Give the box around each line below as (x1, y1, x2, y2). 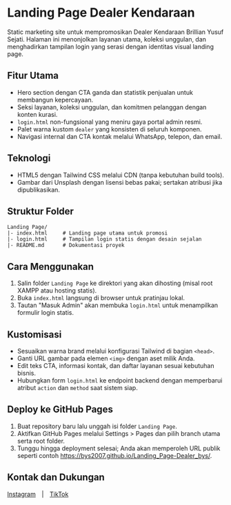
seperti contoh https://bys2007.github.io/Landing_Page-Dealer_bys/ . (17, 451, 212, 459)
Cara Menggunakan (7, 261, 94, 273)
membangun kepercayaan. (17, 95, 94, 104)
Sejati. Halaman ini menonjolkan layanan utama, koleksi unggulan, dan (7, 35, 207, 43)
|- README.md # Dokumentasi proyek (7, 242, 125, 249)
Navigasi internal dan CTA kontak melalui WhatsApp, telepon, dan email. (17, 132, 223, 140)
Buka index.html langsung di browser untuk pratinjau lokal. (17, 294, 185, 302)
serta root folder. (17, 437, 66, 445)
